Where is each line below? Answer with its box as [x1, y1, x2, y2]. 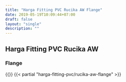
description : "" [5, 26, 39, 31]
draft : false [5, 17, 33, 22]
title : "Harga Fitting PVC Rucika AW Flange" [5, 7, 102, 13]
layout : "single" [5, 21, 42, 27]
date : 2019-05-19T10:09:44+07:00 [5, 12, 76, 17]
